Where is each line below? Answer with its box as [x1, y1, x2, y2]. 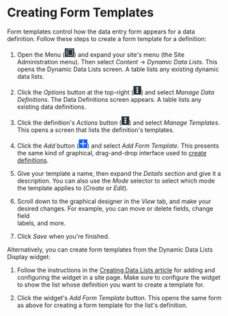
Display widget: [7, 252, 51, 261]
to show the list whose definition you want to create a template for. [16, 280, 205, 289]
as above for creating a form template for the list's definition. [16, 301, 188, 309]
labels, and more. [16, 219, 66, 227]
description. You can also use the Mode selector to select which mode [16, 176, 215, 185]
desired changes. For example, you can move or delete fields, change [16, 204, 214, 213]
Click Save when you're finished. [16, 232, 110, 240]
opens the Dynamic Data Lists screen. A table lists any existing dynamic [16, 65, 220, 73]
